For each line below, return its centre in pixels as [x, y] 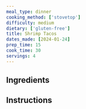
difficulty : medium [30, 23]
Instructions [29, 100]
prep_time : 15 [24, 45]
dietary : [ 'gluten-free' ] [38, 28]
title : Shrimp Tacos [32, 34]
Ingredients [28, 80]
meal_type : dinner [29, 12]
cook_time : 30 [24, 51]
